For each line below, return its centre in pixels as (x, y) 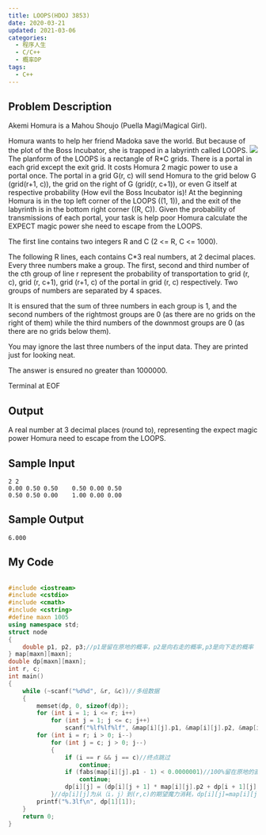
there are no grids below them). (60, 331)
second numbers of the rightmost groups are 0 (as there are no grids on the (132, 315)
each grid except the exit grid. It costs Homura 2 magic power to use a (123, 167)
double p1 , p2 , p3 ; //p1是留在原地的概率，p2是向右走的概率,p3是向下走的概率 (138, 647)
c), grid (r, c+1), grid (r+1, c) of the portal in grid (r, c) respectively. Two (123, 282)
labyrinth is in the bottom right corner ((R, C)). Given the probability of (122, 209)
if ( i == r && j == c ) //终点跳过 (117, 757)
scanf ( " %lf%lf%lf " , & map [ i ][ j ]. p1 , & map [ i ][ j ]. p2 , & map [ (161, 728)
